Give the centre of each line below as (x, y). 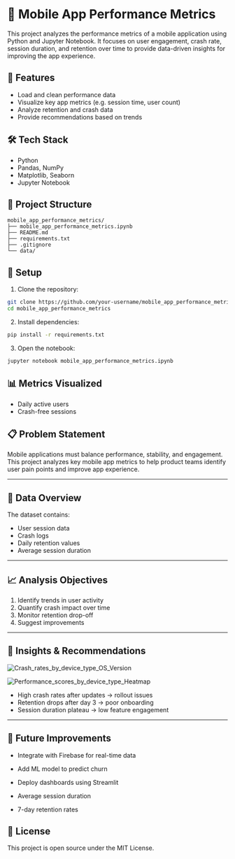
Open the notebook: (46, 348)
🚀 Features (31, 78)
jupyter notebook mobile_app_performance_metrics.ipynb (90, 361)
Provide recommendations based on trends (80, 117)
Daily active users (43, 404)
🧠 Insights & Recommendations (77, 651)
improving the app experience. (51, 56)
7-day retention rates (48, 809)
